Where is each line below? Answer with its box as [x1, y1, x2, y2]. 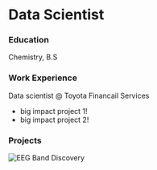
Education [8, 34, 50, 46]
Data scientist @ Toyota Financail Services [8, 91, 150, 100]
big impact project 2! [19, 115, 89, 124]
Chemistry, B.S [8, 52, 58, 62]
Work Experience [8, 72, 78, 83]
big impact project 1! [19, 106, 88, 115]
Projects [8, 135, 42, 146]
